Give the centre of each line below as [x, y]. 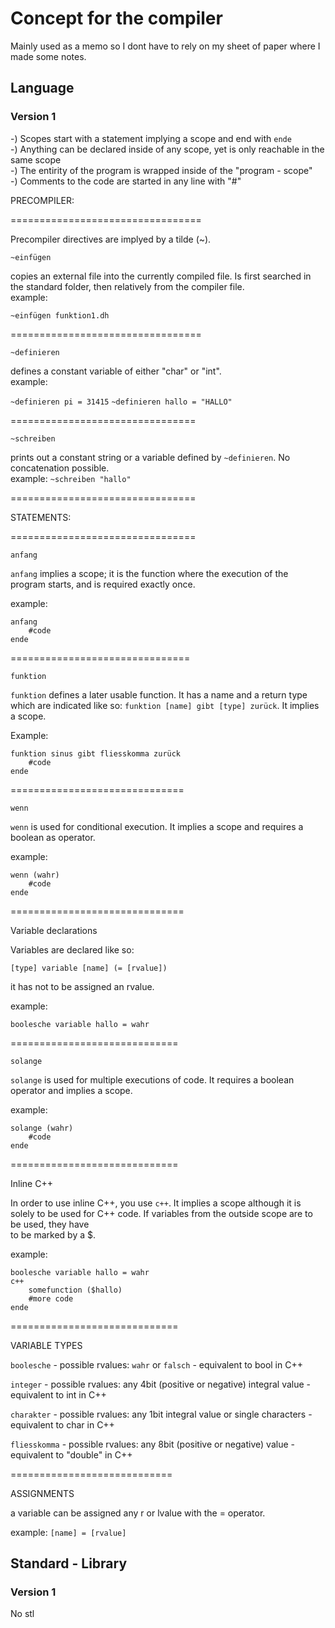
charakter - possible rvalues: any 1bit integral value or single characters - [161, 1414]
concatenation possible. [60, 468]
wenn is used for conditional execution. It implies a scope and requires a [157, 826]
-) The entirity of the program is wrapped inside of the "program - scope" [161, 170]
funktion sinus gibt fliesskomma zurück [96, 753]
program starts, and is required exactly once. [103, 584]
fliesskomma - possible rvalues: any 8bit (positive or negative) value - [152, 1444]
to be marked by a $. [53, 1234]
